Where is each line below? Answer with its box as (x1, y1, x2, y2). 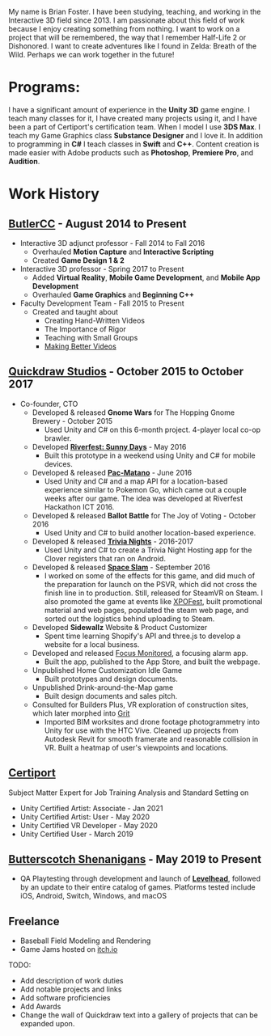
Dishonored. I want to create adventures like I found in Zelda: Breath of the (8, 41, 257, 51)
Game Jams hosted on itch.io (19, 945, 118, 954)
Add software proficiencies (19, 993, 111, 1003)
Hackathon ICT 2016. (44, 501, 115, 512)
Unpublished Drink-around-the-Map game (32, 683, 174, 692)
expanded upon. (19, 1019, 75, 1029)
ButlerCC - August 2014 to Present (8, 217, 187, 230)
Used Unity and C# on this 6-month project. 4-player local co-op (44, 425, 261, 434)
